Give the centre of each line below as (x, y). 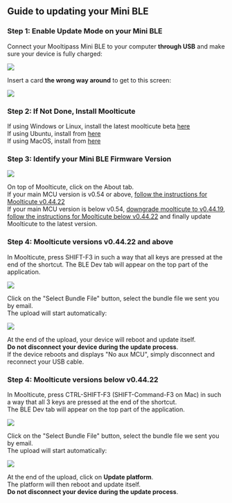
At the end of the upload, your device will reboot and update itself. (101, 339)
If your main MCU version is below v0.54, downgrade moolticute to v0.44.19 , (116, 209)
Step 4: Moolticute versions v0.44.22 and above (90, 242)
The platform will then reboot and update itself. (74, 484)
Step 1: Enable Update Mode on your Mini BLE (85, 31)
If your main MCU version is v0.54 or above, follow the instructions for (107, 194)
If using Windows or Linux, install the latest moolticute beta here (99, 126)
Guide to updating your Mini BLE (78, 11)
